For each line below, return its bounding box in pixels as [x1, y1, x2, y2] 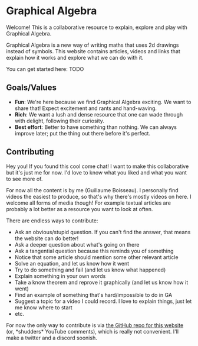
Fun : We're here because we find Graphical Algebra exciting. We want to [14, 98, 192, 105]
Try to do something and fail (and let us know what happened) [14, 266, 166, 273]
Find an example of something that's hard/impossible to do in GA [14, 291, 173, 298]
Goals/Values [6, 83, 57, 93]
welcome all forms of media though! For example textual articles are [6, 199, 171, 206]
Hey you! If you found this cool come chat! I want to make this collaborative [6, 163, 189, 170]
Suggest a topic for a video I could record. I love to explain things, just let [14, 298, 192, 305]
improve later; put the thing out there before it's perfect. [14, 130, 151, 137]
